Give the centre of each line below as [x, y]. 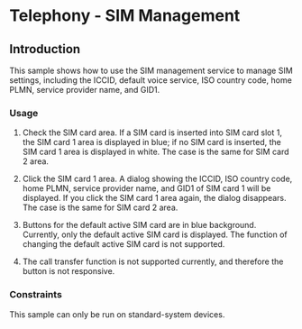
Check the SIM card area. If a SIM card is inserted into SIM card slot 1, [152, 133]
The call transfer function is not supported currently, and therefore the [153, 261]
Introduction [45, 49]
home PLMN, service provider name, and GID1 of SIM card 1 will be [146, 188]
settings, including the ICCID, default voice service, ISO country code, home [151, 80]
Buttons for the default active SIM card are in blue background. [139, 225]
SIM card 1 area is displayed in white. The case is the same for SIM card [156, 152]
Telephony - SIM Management [125, 16]
